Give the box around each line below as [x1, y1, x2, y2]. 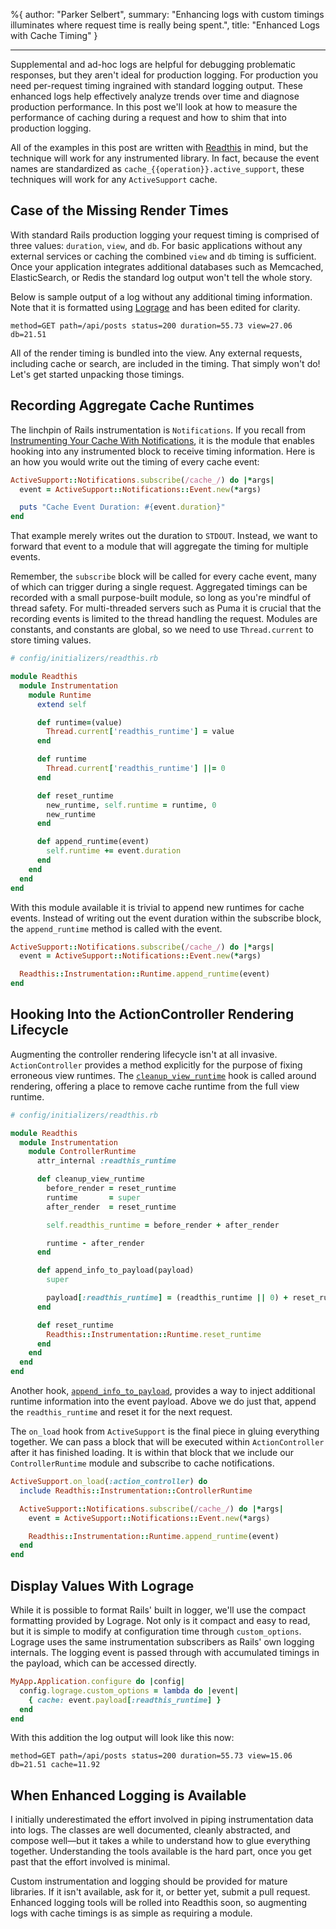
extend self [36, 699, 87, 709]
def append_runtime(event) [36, 837, 150, 847]
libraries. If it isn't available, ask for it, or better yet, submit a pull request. [10, 1886, 311, 1898]
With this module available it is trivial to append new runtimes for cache [10, 901, 305, 913]
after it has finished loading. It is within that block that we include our [10, 1447, 295, 1459]
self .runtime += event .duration [46, 846, 182, 856]
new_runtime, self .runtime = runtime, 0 [46, 800, 217, 810]
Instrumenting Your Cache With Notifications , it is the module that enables [10, 434, 315, 446]
